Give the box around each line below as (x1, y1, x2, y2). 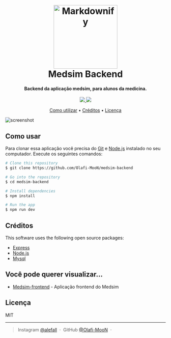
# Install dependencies (5, 188, 56, 193)
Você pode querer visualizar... (5, 270, 103, 279)
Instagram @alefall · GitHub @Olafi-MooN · (17, 326, 112, 332)
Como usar (5, 132, 41, 140)
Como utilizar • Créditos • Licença (49, 107, 122, 114)
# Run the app (5, 203, 36, 208)
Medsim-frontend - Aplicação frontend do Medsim (12, 284, 119, 290)
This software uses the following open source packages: (5, 235, 124, 241)
